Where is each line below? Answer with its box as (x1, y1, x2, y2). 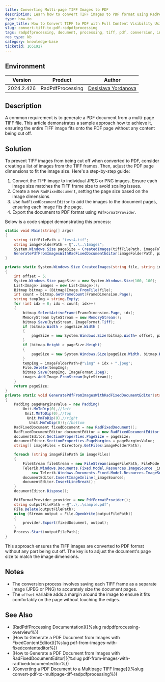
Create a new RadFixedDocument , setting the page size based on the (12, 188, 148, 195)
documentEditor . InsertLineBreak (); (23, 480, 96, 485)
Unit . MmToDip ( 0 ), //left (23, 407, 71, 412)
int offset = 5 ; (14, 274, 48, 279)
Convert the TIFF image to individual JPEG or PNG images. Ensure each (12, 178, 158, 184)
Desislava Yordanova (88, 85, 137, 92)
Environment (5, 62, 46, 70)
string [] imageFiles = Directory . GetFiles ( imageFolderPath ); (14, 443, 141, 448)
